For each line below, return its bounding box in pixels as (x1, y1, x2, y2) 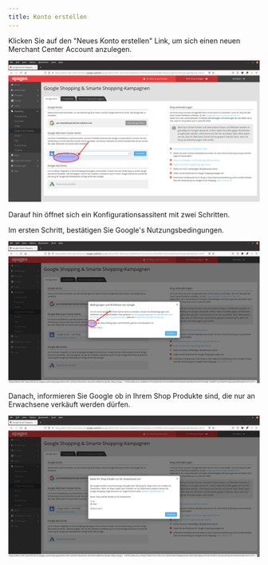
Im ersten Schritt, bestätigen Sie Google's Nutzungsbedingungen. (8, 225, 225, 235)
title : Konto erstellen (8, 13, 88, 21)
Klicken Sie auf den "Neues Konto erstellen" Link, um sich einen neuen (8, 36, 241, 46)
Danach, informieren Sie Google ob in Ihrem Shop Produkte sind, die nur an (8, 391, 255, 400)
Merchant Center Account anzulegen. (8, 44, 132, 54)
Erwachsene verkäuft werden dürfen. (8, 400, 131, 409)
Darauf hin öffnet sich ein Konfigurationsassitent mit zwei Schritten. (8, 210, 230, 220)
